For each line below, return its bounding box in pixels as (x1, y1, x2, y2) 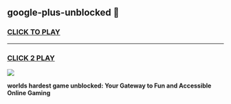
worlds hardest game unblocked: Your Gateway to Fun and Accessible (7, 81, 212, 90)
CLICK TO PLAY (7, 27, 60, 37)
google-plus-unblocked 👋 (7, 7, 120, 18)
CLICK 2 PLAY (7, 53, 55, 62)
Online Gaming (7, 88, 51, 96)
